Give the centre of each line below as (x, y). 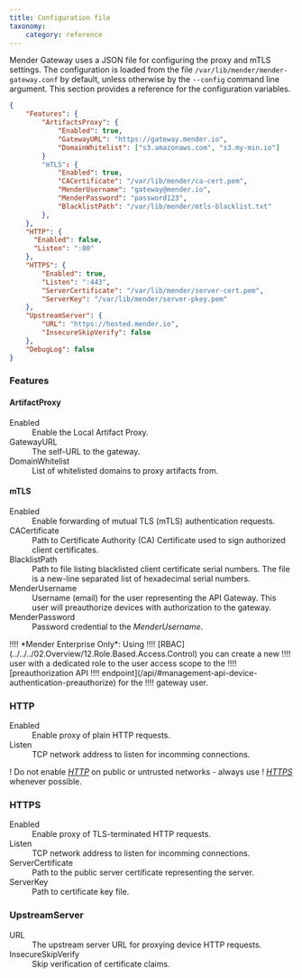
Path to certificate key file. (81, 892)
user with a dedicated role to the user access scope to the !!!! (123, 663)
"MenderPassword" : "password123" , (122, 198)
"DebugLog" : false (60, 349)
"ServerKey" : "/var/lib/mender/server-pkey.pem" (135, 299)
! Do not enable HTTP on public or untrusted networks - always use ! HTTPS (151, 772)
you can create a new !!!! (245, 654)
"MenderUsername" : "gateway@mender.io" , (134, 190)
